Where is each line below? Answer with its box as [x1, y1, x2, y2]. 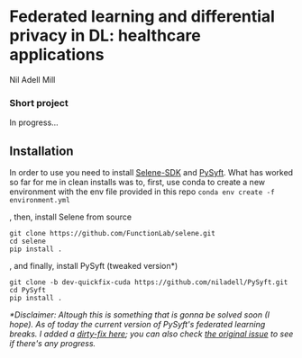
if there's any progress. [9, 338, 96, 349]
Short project [9, 96, 69, 109]
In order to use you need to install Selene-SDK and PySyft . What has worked [9, 167, 294, 178]
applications [9, 45, 105, 65]
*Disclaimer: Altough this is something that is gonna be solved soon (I [9, 309, 270, 320]
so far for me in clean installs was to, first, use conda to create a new [9, 177, 266, 188]
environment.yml [9, 196, 70, 205]
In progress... [9, 117, 59, 128]
